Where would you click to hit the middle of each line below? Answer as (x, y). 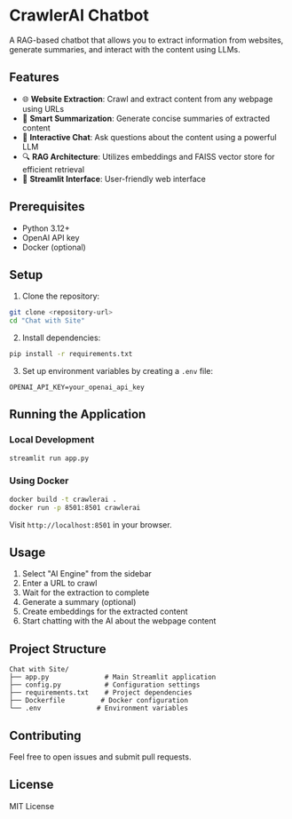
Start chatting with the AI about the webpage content (119, 621)
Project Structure (58, 649)
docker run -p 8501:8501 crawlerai (75, 507)
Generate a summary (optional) (79, 602)
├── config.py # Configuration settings (105, 685)
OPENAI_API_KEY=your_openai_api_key (77, 387)
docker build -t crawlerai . (63, 499)
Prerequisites (47, 207)
